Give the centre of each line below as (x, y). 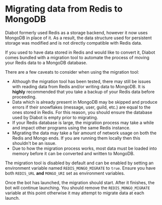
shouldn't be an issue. (34, 143)
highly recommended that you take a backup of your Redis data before (83, 92)
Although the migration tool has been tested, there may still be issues (81, 81)
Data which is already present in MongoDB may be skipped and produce (85, 102)
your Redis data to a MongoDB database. (46, 63)
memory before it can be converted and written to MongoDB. (73, 153)
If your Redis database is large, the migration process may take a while (83, 123)
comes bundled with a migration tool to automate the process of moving (77, 57)
